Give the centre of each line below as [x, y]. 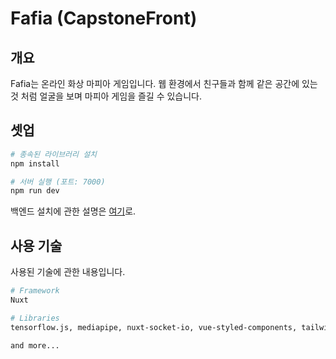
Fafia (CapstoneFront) [104, 18]
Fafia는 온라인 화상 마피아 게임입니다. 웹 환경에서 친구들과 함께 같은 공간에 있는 [164, 83]
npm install [35, 163]
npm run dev [35, 191]
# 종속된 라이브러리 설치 [54, 154]
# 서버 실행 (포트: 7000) [58, 182]
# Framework [35, 291]
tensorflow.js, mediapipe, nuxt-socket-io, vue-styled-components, [154, 327]
